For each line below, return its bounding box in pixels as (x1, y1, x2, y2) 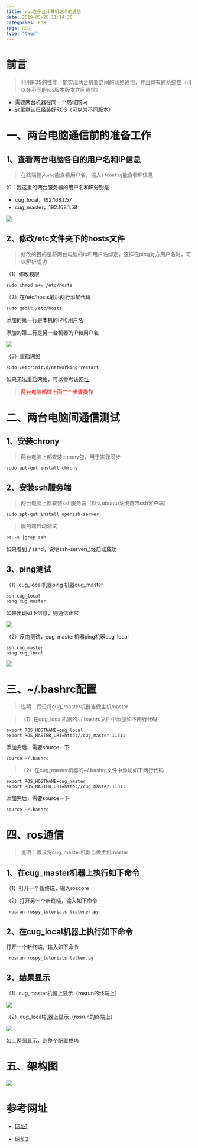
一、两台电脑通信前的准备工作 (6, 129, 152, 143)
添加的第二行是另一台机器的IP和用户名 (6, 329, 99, 336)
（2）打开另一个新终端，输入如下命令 (6, 897, 98, 904)
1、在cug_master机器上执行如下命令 (6, 868, 140, 878)
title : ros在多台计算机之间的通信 (6, 8, 82, 15)
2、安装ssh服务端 (6, 483, 72, 493)
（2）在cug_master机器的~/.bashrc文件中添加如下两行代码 (20, 767, 164, 774)
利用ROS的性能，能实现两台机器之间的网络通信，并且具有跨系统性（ (20, 79, 187, 86)
